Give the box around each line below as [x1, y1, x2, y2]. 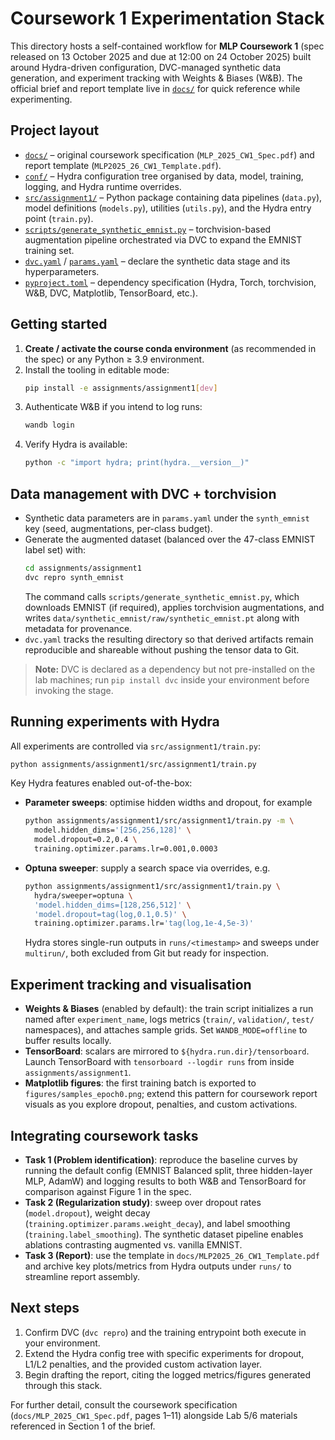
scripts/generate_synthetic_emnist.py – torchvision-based [24, 223, 272, 235]
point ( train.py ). [24, 212, 94, 224]
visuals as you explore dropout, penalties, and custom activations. [24, 1098, 298, 1111]
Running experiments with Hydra [10, 713, 220, 731]
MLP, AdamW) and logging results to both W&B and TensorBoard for [24, 1175, 307, 1187]
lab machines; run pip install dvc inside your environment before [34, 673, 310, 686]
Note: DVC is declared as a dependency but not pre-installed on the [34, 663, 316, 675]
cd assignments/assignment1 [24, 563, 142, 573]
